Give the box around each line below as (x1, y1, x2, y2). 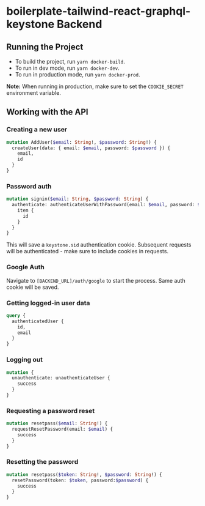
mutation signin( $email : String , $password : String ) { (6, 196, 149, 203)
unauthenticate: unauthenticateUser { (12, 375, 111, 381)
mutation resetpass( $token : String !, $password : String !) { (6, 471, 163, 478)
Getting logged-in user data (6, 299, 90, 307)
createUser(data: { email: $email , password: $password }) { (12, 145, 171, 151)
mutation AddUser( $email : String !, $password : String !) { (6, 139, 157, 145)
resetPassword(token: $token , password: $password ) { (12, 477, 149, 483)
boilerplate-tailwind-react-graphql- (6, 4, 191, 18)
